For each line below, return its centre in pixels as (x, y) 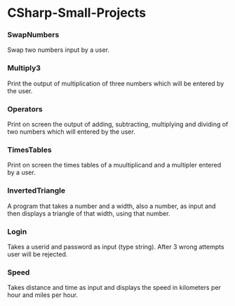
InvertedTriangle (36, 190)
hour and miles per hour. (43, 295)
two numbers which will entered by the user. (71, 132)
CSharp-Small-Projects (77, 13)
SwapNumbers (33, 35)
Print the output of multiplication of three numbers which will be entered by (116, 83)
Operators (25, 109)
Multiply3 (24, 68)
